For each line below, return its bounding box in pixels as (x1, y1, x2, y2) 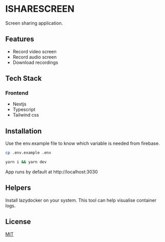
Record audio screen (12, 54, 57, 60)
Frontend (5, 90, 29, 97)
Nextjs (12, 101, 27, 107)
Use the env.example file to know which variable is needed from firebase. (5, 140, 160, 146)
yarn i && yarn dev (5, 160, 47, 165)
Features (5, 35, 34, 43)
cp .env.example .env (5, 150, 52, 156)
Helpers (5, 184, 31, 192)
